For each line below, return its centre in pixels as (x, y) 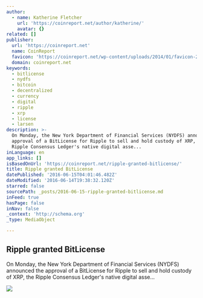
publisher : (20, 40)
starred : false (25, 186)
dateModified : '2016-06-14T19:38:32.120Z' (60, 181)
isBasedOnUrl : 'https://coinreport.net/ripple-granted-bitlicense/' (94, 164)
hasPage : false (25, 203)
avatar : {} (31, 29)
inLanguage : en (25, 152)
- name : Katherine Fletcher (47, 18)
